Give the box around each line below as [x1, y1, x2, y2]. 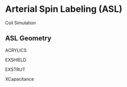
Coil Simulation [5, 20, 36, 26]
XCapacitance [5, 76, 34, 82]
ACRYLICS [5, 47, 27, 53]
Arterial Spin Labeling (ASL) [5, 3, 123, 15]
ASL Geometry [5, 34, 51, 43]
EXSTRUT [5, 66, 26, 72]
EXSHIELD [5, 57, 26, 63]
